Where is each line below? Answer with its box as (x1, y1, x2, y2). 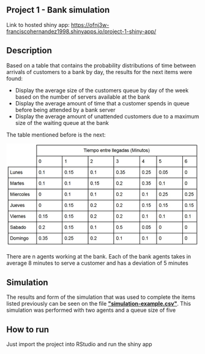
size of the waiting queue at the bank (15, 119, 109, 126)
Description (6, 45, 52, 56)
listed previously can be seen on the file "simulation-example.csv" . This (6, 300, 192, 307)
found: (6, 75, 23, 82)
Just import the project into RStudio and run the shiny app (6, 340, 152, 348)
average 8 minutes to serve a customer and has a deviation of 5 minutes (6, 260, 188, 267)
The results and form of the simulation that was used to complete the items (6, 293, 196, 301)
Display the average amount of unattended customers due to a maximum (15, 113, 199, 120)
